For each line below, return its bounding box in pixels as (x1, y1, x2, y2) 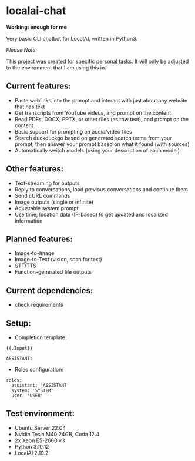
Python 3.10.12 (14, 443, 49, 450)
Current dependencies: (6, 286, 93, 296)
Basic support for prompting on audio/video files (14, 128, 132, 135)
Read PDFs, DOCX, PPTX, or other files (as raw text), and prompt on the (14, 115, 189, 122)
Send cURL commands (14, 192, 70, 199)
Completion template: (14, 334, 67, 341)
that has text (14, 103, 45, 110)
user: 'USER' (11, 393, 43, 399)
